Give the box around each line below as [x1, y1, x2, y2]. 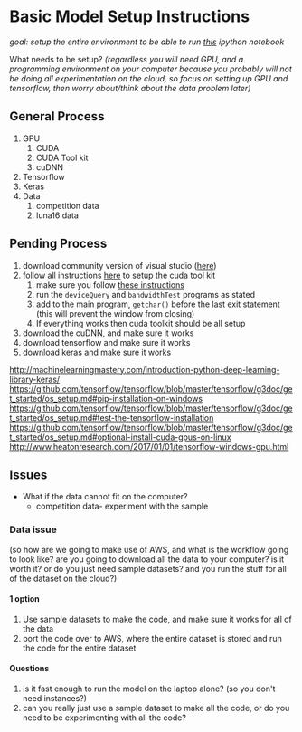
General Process [9, 109, 105, 124]
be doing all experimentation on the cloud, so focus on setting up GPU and [9, 72, 288, 83]
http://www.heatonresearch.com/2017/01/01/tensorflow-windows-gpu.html [9, 441, 289, 452]
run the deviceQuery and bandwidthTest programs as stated [35, 289, 256, 299]
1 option [9, 594, 40, 604]
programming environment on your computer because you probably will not [9, 63, 292, 74]
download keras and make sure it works [22, 347, 172, 357]
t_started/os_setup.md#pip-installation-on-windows [9, 393, 203, 404]
